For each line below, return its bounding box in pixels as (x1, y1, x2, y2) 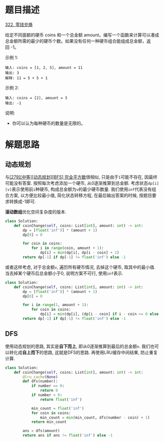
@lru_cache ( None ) (23, 375, 58, 379)
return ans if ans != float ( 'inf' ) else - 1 (23, 433, 113, 438)
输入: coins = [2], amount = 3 (5, 95, 68, 100)
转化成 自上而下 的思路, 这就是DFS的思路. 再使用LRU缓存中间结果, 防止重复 (9, 349, 158, 355)
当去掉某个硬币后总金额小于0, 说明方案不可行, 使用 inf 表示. (5, 270, 123, 276)
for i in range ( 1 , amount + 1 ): (23, 303, 89, 308)
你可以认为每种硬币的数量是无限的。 (12, 120, 86, 126)
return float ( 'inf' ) (40, 397, 82, 402)
